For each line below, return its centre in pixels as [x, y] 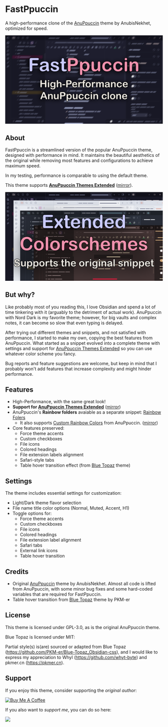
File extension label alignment [50, 540]
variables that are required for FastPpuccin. [57, 594]
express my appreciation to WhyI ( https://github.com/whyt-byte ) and [76, 657]
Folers [19, 418]
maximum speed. [23, 166]
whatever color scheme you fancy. [41, 354]
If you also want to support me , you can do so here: [58, 710]
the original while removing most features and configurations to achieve [79, 160]
